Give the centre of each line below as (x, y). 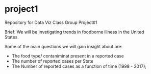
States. (12, 37)
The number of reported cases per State (52, 61)
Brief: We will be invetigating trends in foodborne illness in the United (74, 32)
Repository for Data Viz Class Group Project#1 (51, 22)
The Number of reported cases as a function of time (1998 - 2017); (79, 66)
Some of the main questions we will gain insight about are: (63, 46)
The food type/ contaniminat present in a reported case (68, 56)
